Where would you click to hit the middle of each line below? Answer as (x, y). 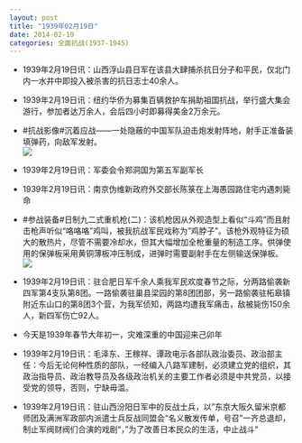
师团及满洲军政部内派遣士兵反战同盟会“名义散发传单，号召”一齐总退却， (156, 418)
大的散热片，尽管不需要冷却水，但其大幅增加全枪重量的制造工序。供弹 (153, 242)
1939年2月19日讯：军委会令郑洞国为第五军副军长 (113, 170)
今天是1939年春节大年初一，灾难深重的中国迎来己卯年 (122, 335)
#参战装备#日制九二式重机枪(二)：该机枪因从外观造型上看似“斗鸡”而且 (152, 220)
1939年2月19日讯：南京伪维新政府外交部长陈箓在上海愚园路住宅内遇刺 (152, 189)
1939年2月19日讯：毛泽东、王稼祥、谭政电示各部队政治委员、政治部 (148, 354)
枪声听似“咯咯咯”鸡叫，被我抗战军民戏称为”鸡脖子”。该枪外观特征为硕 (160, 231)
